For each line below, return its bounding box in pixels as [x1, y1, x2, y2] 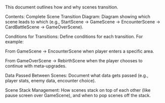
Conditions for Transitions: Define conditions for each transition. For [5, 34, 143, 39]
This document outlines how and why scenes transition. [5, 4, 118, 10]
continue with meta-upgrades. [5, 63, 67, 69]
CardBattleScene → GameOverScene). [5, 24, 84, 30]
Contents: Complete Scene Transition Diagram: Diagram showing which [5, 14, 151, 19]
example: [5, 39, 24, 45]
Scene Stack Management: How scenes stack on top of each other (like [5, 87, 151, 93]
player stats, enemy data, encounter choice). [5, 78, 96, 83]
